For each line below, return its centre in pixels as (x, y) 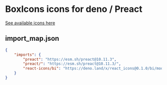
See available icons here (30, 23)
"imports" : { (28, 55)
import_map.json (32, 39)
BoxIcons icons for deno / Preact (74, 9)
